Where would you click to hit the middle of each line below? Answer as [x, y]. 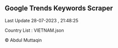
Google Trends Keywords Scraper [59, 8]
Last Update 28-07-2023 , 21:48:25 [42, 20]
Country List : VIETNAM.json [34, 30]
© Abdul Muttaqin [23, 40]
